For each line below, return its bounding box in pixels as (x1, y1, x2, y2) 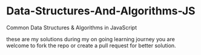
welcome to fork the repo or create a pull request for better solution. (6, 42, 177, 49)
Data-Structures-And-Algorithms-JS (6, 4, 196, 18)
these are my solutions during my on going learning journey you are (6, 35, 176, 42)
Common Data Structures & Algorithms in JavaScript (6, 24, 137, 31)
